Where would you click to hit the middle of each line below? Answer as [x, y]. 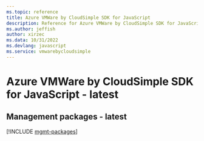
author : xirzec [25, 35]
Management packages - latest [67, 117]
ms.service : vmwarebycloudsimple [49, 52]
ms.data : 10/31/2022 [32, 40]
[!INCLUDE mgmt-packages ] [42, 131]
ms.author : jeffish [31, 29]
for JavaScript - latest [63, 94]
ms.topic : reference [32, 12]
